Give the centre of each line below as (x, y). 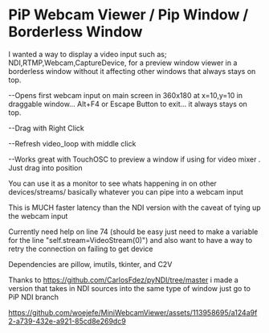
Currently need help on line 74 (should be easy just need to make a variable (133, 232)
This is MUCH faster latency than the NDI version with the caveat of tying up (134, 208)
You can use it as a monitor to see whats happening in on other (112, 183)
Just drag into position (45, 167)
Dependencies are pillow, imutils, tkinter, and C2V (90, 264)
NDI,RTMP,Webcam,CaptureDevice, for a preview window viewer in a (123, 63)
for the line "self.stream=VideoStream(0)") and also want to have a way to (130, 240)
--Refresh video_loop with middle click (72, 143)
